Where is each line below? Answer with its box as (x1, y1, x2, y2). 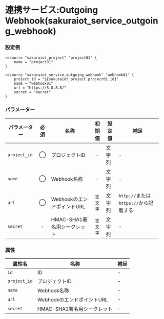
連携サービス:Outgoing (5, 4, 98, 16)
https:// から (118, 199, 149, 206)
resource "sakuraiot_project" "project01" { (5, 55, 97, 60)
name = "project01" (14, 60, 54, 65)
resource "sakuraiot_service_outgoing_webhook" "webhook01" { (5, 73, 134, 77)
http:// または (118, 192, 151, 199)
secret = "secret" (14, 90, 51, 95)
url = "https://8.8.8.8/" (14, 85, 67, 91)
